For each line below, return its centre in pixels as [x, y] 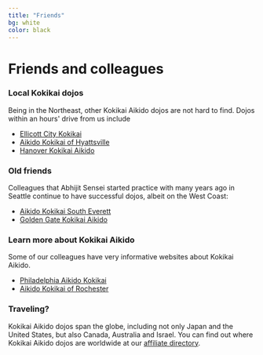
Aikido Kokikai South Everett [65, 212]
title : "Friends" [37, 15]
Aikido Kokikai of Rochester [64, 289]
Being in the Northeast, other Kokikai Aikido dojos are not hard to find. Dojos [131, 110]
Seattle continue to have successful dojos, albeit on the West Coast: [119, 196]
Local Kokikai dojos [46, 93]
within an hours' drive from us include [69, 118]
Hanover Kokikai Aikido [57, 150]
